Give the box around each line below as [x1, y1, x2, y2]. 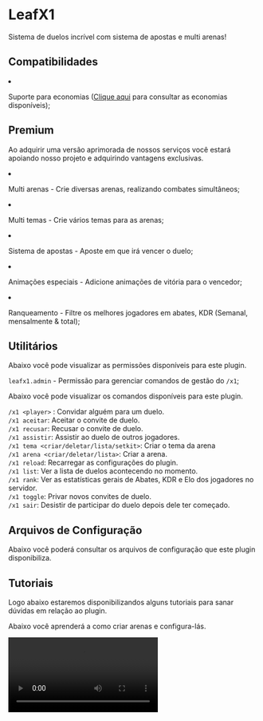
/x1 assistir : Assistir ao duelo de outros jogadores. [8, 433, 180, 442]
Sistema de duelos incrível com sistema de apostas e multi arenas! [8, 32, 227, 42]
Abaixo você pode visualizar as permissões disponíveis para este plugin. [8, 361, 247, 370]
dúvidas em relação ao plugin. [8, 606, 108, 616]
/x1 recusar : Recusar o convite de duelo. [8, 424, 143, 434]
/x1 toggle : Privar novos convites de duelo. [8, 492, 152, 501]
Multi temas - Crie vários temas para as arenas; [8, 215, 164, 224]
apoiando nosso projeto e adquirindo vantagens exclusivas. [8, 153, 204, 163]
